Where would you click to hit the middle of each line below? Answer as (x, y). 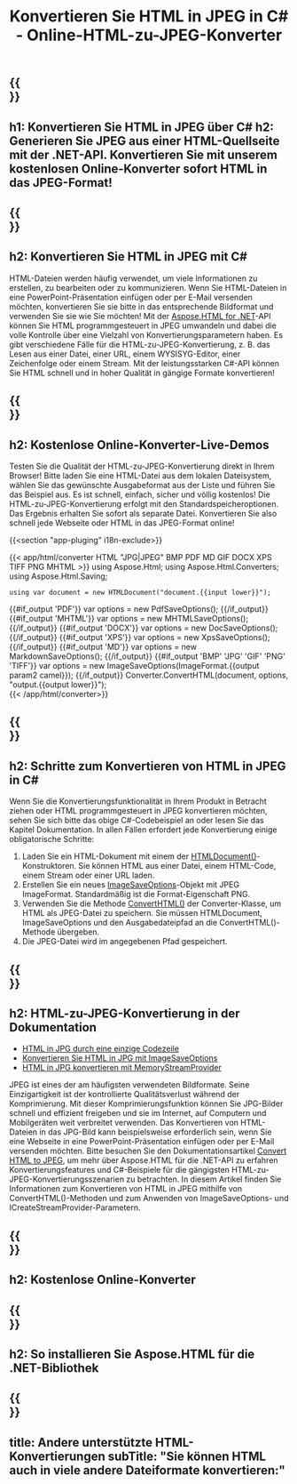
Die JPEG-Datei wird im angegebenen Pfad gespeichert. (125, 942)
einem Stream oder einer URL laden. (88, 875)
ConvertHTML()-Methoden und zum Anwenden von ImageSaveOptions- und (149, 1199)
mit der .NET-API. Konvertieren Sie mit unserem (143, 154)
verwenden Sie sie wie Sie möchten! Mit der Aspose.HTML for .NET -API (141, 316)
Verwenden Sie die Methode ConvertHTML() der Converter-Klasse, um (152, 903)
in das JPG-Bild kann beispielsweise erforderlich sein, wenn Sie (156, 1132)
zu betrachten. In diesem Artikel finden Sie (204, 1179)
